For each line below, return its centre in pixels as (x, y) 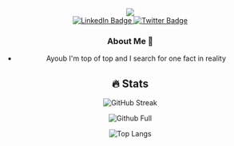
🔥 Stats (130, 83)
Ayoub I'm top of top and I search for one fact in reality (136, 58)
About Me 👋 (130, 41)
